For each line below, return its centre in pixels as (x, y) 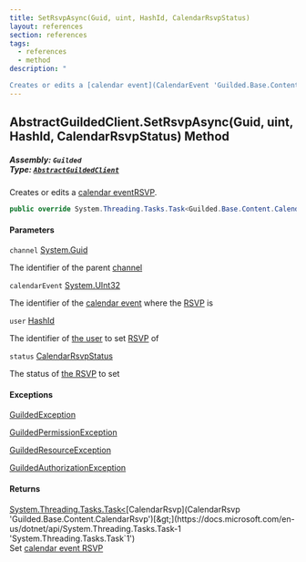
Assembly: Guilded (46, 160)
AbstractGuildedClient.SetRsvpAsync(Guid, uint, (152, 123)
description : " (38, 69)
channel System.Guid (49, 250)
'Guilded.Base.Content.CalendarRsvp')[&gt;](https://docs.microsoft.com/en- (152, 519)
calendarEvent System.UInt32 (65, 286)
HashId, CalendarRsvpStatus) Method (120, 136)
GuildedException (42, 415)
